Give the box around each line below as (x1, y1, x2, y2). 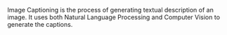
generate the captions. (7, 21, 73, 28)
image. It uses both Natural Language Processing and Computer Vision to (7, 13, 220, 21)
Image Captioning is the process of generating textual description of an (7, 6, 214, 14)
